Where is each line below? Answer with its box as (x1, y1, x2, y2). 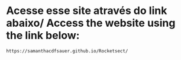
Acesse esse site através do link (6, 4, 167, 17)
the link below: (6, 29, 80, 42)
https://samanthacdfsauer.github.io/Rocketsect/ (6, 48, 128, 54)
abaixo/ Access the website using (6, 16, 176, 30)
